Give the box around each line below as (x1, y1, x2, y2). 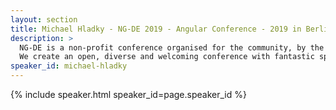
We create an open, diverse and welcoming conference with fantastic (19, 52, 315, 62)
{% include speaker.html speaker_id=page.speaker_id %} (10, 89, 247, 100)
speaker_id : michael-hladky (10, 61, 128, 71)
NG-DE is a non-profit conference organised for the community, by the (19, 42, 325, 53)
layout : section (10, 14, 78, 25)
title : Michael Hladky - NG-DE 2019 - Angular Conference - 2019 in (10, 24, 302, 34)
